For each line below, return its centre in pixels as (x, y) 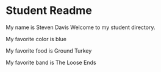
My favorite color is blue (36, 39)
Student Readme (49, 11)
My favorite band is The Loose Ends (51, 62)
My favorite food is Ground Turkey (49, 51)
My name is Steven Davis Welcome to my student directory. (80, 27)
